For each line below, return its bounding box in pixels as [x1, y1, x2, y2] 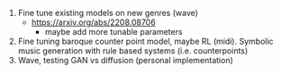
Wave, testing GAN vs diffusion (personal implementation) [17, 55, 234, 65]
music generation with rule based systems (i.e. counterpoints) [17, 45, 249, 56]
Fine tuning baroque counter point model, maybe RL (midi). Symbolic [17, 36, 274, 46]
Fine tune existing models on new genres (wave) [17, 8, 198, 18]
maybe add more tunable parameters [44, 27, 183, 37]
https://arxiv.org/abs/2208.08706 [31, 17, 156, 28]
